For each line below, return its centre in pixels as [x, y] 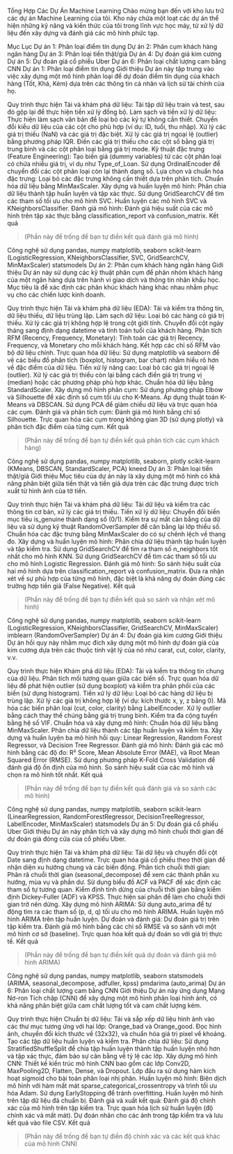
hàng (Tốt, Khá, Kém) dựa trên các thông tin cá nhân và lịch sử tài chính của [116, 83]
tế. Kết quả [23, 941]
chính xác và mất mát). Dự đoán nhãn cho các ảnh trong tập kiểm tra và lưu [115, 1115]
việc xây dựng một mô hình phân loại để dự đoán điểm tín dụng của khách [114, 76]
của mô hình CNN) [51, 1144]
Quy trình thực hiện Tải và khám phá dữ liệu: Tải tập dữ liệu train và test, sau [116, 104]
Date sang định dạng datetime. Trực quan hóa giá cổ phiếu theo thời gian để [116, 860]
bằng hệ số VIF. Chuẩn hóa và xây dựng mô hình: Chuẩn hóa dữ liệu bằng [113, 723]
